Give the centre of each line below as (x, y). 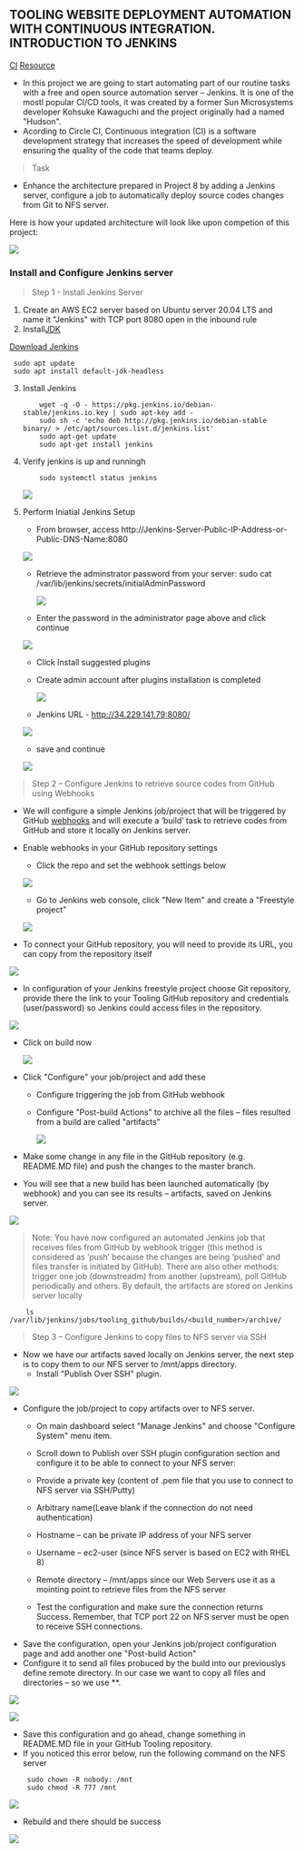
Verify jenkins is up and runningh (84, 461)
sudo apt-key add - (157, 413)
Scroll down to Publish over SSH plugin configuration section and (158, 1454)
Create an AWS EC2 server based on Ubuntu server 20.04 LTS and (147, 310)
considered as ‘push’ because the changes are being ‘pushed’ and (156, 1257)
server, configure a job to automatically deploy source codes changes (153, 195)
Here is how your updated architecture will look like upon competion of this (150, 222)
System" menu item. (74, 1436)
